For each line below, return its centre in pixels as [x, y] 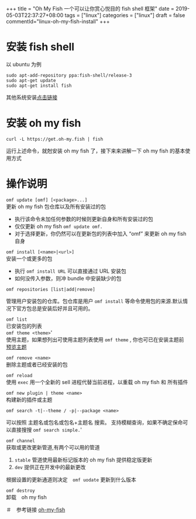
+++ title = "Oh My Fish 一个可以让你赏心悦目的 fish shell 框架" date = [90, 9]
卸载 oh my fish [26, 497]
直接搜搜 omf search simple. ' [46, 429]
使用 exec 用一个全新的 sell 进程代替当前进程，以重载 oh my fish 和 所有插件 [97, 382]
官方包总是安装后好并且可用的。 [55, 308]
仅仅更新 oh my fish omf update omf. [59, 226]
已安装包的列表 [24, 326]
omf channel [20, 441]
